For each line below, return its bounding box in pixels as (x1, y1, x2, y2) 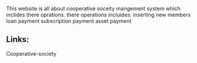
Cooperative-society (6, 50, 57, 57)
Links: (6, 35, 30, 45)
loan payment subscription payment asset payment (6, 18, 132, 24)
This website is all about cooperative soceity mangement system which (6, 5, 181, 12)
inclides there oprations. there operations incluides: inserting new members (6, 11, 191, 18)
